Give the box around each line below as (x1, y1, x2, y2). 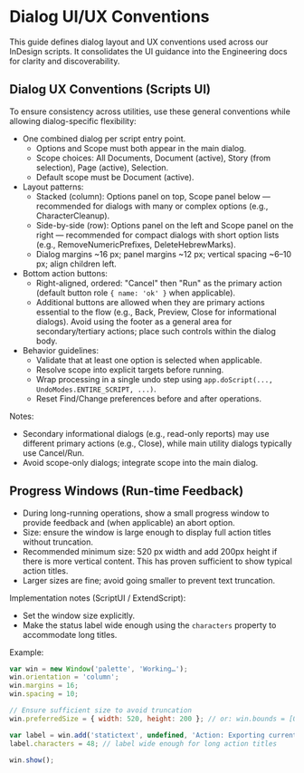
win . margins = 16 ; (9, 681, 79, 691)
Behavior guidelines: (22, 344, 100, 355)
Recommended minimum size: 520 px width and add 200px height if (22, 546, 278, 556)
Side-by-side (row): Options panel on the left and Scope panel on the (35, 219, 294, 230)
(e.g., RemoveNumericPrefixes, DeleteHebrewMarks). (35, 238, 237, 250)
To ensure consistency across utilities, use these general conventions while (9, 106, 291, 117)
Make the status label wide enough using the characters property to (22, 619, 277, 631)
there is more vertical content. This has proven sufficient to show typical (22, 556, 292, 566)
